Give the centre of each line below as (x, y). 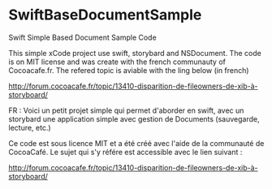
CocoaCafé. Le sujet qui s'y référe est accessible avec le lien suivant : (125, 152)
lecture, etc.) (30, 127)
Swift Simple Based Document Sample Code (82, 37)
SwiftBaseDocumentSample (105, 15)
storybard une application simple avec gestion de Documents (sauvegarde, (134, 118)
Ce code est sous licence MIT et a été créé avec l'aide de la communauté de (136, 143)
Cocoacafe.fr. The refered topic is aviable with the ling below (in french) (129, 70)
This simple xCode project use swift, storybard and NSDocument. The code (135, 53)
